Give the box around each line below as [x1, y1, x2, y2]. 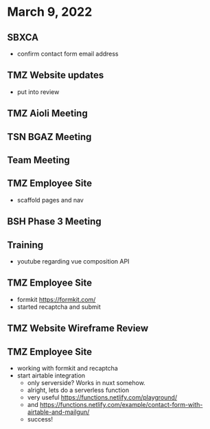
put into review [16, 87, 60, 96]
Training [7, 239, 44, 251]
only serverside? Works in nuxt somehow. [27, 379, 145, 387]
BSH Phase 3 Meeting [7, 216, 102, 227]
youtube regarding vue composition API [16, 257, 130, 265]
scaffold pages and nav [16, 196, 84, 204]
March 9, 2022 [7, 4, 93, 20]
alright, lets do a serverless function [27, 386, 130, 395]
